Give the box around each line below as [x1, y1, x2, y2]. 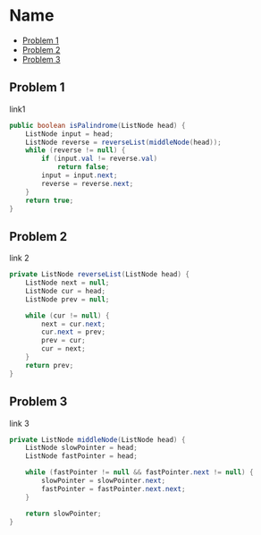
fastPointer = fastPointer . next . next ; [41, 484, 186, 493]
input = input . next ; [41, 171, 118, 180]
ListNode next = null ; [25, 278, 110, 287]
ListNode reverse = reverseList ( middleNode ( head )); [25, 138, 222, 147]
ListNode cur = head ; [25, 286, 105, 295]
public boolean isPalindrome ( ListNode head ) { [9, 121, 186, 130]
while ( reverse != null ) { [25, 146, 126, 155]
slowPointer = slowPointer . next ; [41, 476, 166, 485]
